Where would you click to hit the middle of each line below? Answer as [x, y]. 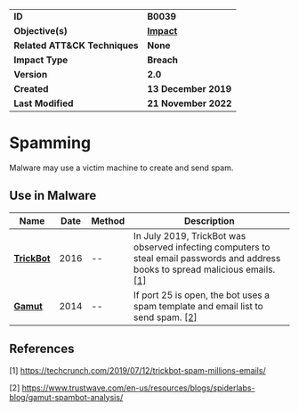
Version [31, 74]
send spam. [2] [165, 317]
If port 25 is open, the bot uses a [201, 295]
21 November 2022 [190, 103]
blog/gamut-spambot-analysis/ [66, 397]
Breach [163, 60]
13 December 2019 [190, 89]
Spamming [50, 143]
